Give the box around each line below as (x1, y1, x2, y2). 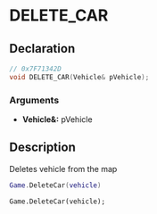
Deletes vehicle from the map (9, 163, 118, 174)
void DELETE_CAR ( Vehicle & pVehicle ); (9, 72, 150, 81)
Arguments (9, 94, 60, 106)
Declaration (9, 41, 76, 56)
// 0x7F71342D (9, 64, 62, 73)
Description (9, 140, 76, 155)
